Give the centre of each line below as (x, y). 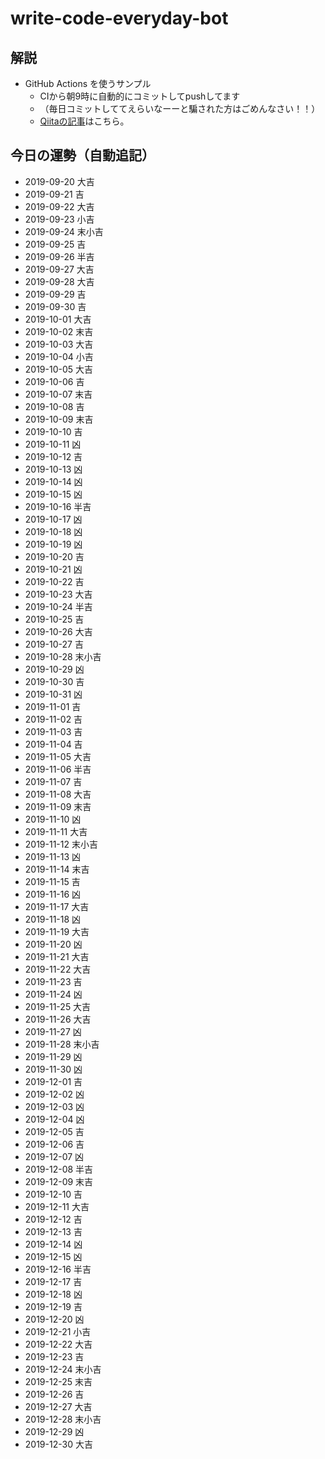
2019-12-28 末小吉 (63, 1419)
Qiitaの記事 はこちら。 (84, 121)
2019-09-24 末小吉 (64, 231)
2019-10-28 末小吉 (63, 656)
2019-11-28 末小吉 (62, 1044)
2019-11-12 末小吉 (61, 844)
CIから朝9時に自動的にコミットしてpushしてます (140, 96)
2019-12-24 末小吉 (63, 1369)
